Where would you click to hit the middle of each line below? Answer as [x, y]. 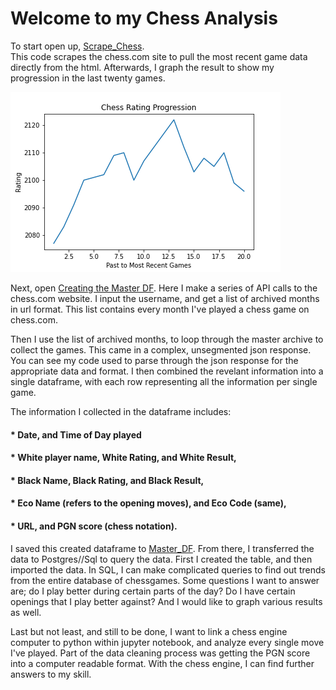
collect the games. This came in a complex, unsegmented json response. [161, 349]
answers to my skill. [51, 674]
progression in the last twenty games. [88, 78]
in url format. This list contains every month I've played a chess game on [160, 309]
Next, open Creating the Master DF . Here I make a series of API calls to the [164, 288]
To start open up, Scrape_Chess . [77, 46]
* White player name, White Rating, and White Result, [123, 458]
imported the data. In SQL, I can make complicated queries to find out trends [168, 569]
